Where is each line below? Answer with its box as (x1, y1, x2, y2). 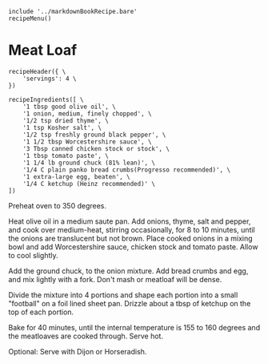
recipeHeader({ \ (8, 67, 66, 75)
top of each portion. (8, 307, 74, 317)
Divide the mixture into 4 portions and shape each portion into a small (8, 289, 238, 300)
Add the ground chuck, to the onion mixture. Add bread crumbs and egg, (8, 265, 249, 276)
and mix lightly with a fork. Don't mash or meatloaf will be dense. (8, 274, 222, 284)
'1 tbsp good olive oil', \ (22, 103, 116, 111)
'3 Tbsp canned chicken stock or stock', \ (22, 144, 170, 152)
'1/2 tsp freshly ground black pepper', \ (22, 131, 166, 139)
